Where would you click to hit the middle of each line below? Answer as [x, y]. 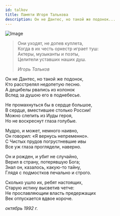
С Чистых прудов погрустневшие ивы [46, 141]
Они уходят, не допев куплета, [50, 43]
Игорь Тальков [34, 69]
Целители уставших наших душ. [52, 60]
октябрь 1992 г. [22, 208]
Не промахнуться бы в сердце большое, [49, 105]
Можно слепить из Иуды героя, [39, 116]
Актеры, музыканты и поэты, [48, 54]
